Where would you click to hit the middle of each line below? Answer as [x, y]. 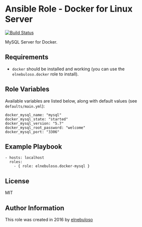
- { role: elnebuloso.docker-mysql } [52, 166]
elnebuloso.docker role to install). [45, 74]
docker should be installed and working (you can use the [68, 69]
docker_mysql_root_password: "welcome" [45, 128]
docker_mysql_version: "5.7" [34, 123]
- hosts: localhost [25, 158]
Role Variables [27, 89]
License [17, 181]
